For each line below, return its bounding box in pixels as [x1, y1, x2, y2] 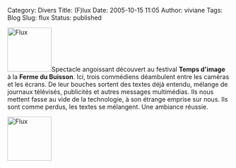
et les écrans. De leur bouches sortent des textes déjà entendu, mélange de [7, 80, 228, 88]
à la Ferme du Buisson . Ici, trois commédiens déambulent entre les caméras [7, 73, 230, 80]
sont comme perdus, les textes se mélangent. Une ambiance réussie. [7, 102, 208, 111]
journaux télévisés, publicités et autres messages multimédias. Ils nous [7, 88, 214, 96]
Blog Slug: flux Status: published [7, 13, 102, 22]
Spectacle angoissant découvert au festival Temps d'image [52, 65, 225, 73]
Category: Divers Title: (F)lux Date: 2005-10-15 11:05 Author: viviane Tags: [7, 6, 223, 14]
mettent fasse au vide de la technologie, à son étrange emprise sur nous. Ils [7, 95, 228, 103]
